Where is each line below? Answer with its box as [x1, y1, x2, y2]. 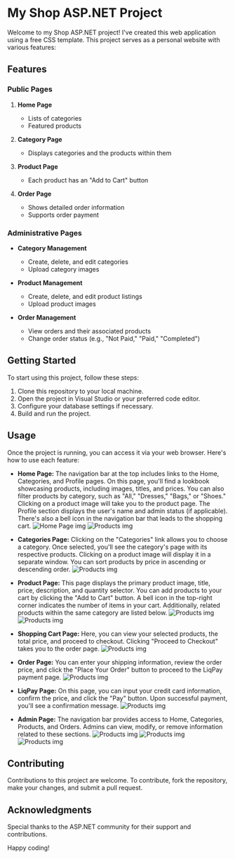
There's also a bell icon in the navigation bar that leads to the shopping [17, 514, 223, 522]
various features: [7, 43, 56, 51]
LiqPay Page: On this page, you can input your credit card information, [17, 686, 222, 695]
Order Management [17, 313, 76, 321]
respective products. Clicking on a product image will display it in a [17, 550, 212, 559]
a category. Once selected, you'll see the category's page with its [17, 542, 208, 551]
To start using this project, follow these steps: [7, 373, 139, 382]
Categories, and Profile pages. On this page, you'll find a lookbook [17, 477, 210, 485]
